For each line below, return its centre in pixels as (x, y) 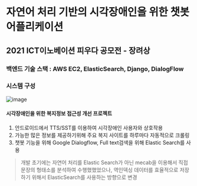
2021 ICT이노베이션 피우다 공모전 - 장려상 (78, 50)
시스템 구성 (21, 86)
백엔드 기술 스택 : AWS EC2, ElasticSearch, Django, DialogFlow (95, 68)
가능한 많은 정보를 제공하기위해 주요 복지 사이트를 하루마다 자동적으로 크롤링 (102, 135)
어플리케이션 (35, 27)
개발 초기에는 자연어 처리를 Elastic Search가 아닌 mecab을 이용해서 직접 (104, 162)
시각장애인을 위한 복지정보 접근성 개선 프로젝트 (59, 113)
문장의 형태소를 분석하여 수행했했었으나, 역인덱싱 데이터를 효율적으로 (99, 170)
